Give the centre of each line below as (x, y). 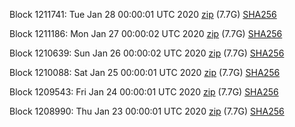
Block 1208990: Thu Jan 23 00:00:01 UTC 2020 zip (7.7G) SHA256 (147, 111)
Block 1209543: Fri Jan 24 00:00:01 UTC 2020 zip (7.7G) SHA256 (144, 92)
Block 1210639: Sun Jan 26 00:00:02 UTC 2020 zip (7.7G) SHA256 (147, 53)
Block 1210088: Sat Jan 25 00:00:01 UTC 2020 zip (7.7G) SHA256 (145, 72)
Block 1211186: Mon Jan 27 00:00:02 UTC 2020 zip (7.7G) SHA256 (146, 33)
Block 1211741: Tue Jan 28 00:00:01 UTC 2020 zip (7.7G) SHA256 (143, 14)
